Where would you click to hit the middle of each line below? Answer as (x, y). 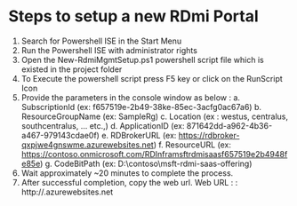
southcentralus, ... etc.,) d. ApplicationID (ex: (103, 125)
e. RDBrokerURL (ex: (139, 135)
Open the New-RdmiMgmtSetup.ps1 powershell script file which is (142, 59)
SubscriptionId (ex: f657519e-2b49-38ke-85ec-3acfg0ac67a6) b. (141, 107)
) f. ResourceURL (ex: (193, 145)
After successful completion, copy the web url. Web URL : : (129, 182)
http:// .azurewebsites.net (67, 192)
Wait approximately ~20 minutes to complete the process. (127, 173)
